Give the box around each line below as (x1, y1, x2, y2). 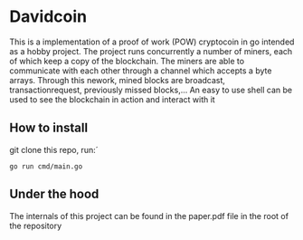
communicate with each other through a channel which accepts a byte (9, 65, 272, 76)
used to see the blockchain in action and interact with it (9, 93, 215, 105)
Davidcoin (9, 6, 88, 27)
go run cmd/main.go (9, 161, 83, 171)
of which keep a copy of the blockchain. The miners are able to (9, 55, 245, 66)
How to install (9, 120, 89, 136)
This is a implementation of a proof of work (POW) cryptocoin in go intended (9, 36, 295, 47)
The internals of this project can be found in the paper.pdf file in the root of (9, 210, 289, 221)
